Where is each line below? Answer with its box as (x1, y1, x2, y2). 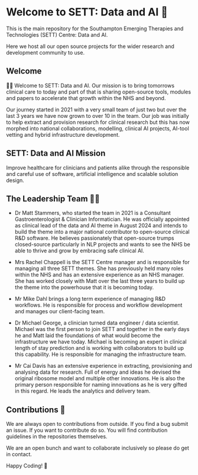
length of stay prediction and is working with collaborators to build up (14, 345, 184, 352)
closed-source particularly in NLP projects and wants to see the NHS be (14, 241, 190, 248)
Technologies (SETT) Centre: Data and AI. (6, 31, 108, 38)
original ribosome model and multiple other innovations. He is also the (14, 375, 185, 382)
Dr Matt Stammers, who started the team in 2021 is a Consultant (14, 210, 171, 217)
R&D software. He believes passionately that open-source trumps (14, 235, 174, 242)
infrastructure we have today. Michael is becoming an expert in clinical (14, 338, 187, 345)
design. (6, 176, 25, 184)
